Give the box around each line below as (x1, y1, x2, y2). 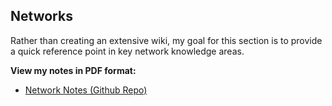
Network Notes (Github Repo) (24, 84, 148, 96)
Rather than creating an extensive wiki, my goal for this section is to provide (10, 34, 323, 46)
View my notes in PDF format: (10, 64, 137, 76)
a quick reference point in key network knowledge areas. (10, 45, 245, 57)
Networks (10, 8, 73, 25)
